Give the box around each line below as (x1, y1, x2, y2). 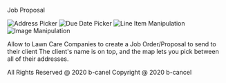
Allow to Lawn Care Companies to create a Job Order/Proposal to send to (7, 40, 216, 48)
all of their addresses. (7, 55, 69, 63)
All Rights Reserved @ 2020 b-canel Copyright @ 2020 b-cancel (7, 68, 192, 76)
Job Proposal (7, 6, 45, 14)
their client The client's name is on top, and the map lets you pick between (7, 48, 219, 55)
